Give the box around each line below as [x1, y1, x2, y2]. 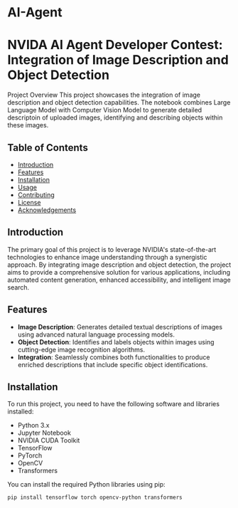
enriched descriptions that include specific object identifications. [17, 360, 208, 369]
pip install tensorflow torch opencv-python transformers [7, 494, 183, 502]
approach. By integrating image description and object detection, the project [7, 260, 232, 269]
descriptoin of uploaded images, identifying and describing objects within [7, 113, 223, 122]
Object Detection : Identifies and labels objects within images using [17, 337, 215, 346]
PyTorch [17, 451, 43, 460]
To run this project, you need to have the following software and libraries [7, 400, 220, 408]
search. [7, 282, 30, 292]
